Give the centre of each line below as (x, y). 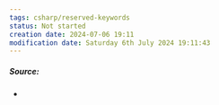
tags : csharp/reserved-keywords (70, 17)
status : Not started (48, 26)
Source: (25, 71)
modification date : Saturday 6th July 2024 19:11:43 (110, 43)
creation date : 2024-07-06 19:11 (72, 34)
